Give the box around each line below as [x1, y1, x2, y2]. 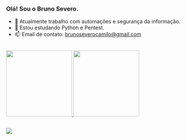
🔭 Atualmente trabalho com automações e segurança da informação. [14, 18, 181, 25]
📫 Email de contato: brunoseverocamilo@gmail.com [14, 31, 142, 38]
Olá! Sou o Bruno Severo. [6, 5, 79, 13]
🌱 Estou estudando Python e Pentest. [14, 24, 105, 31]
